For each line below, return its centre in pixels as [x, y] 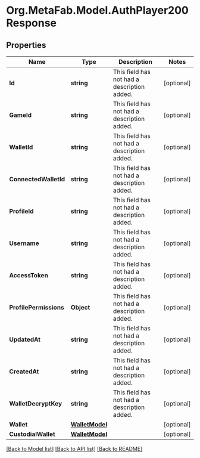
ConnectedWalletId [37, 179]
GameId [21, 115]
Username [24, 243]
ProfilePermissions [37, 307]
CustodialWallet [32, 434]
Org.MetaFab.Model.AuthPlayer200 [97, 10]
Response [32, 23]
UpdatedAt [25, 339]
